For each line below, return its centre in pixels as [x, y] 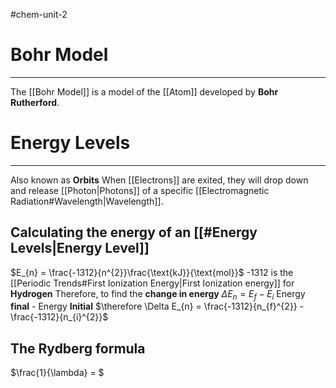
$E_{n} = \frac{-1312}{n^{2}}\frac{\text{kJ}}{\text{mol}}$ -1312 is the [152, 272]
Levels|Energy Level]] [80, 248]
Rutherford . [35, 102]
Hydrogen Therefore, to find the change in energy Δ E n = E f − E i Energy [158, 294]
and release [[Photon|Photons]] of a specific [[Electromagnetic [140, 190]
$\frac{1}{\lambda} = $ [57, 373]
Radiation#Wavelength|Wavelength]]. [87, 201]
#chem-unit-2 [39, 14]
